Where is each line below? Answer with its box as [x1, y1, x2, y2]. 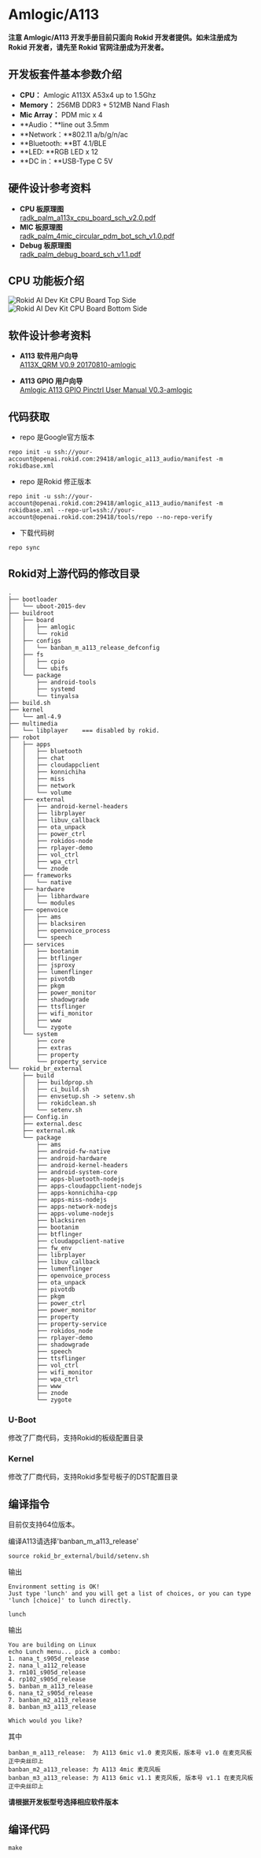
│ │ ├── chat [8, 754, 65, 762]
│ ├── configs [8, 636, 61, 644]
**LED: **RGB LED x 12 [19, 147, 99, 156]
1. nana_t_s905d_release [8, 1655, 90, 1663]
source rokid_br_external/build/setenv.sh [8, 1552, 149, 1561]
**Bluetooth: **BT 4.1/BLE [19, 138, 107, 147]
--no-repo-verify [156, 513, 213, 521]
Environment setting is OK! [8, 1583, 101, 1591]
